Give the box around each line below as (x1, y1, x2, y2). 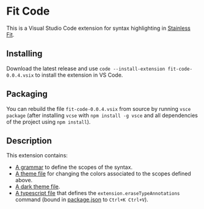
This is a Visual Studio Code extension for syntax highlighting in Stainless (6, 24, 191, 32)
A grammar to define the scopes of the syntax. (15, 163, 133, 171)
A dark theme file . (15, 183, 60, 190)
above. (15, 177, 33, 184)
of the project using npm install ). (6, 118, 91, 126)
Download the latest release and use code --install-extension (6, 65, 166, 72)
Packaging (6, 89, 48, 99)
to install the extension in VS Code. (35, 71, 123, 79)
